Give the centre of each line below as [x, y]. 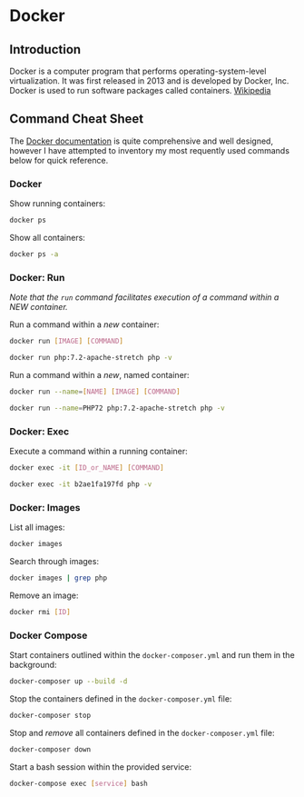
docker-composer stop [50, 715]
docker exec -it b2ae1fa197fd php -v [81, 484]
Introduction [45, 50]
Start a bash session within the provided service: [101, 767]
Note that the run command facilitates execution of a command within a [144, 297]
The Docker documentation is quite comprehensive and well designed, [142, 141]
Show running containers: [58, 204]
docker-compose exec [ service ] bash [78, 783]
